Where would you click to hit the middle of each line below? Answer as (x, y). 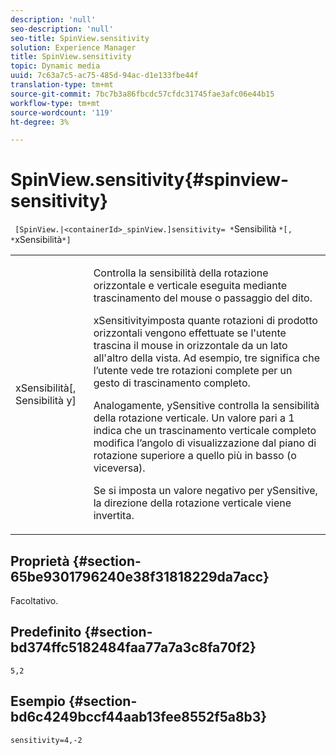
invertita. (114, 516)
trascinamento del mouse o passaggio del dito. (203, 298)
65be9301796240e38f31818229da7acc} (140, 576)
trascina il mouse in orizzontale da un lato (190, 346)
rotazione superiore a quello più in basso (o (195, 456)
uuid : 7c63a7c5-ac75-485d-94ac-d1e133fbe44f (104, 76)
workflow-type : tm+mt (55, 103)
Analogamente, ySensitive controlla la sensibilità (206, 406)
